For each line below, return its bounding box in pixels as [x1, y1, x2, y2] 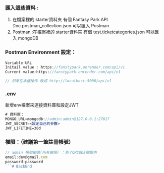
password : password [5, 159, 43, 164]
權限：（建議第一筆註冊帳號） [5, 138, 74, 145]
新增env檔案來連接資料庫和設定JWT [5, 102, 79, 108]
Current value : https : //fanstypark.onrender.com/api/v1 [5, 69, 121, 75]
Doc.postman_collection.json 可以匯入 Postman [12, 23, 109, 29]
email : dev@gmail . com [5, 155, 48, 160]
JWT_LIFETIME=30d [5, 126, 41, 131]
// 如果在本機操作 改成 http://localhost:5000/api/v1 [5, 78, 112, 84]
